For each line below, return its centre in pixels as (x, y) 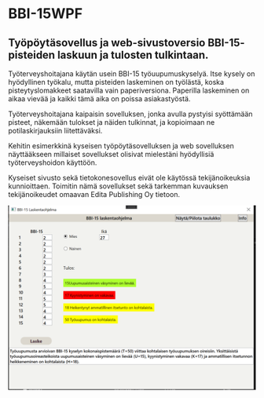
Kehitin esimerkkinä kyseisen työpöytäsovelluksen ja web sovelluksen (121, 146)
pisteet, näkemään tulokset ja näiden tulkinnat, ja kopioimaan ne (112, 122)
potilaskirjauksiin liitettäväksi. (55, 131)
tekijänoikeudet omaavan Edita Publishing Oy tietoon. (94, 194)
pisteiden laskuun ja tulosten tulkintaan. (108, 55)
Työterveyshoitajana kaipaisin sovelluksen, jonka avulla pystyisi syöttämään (130, 114)
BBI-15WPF (46, 14)
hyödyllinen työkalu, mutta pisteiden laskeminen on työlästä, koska (116, 82)
